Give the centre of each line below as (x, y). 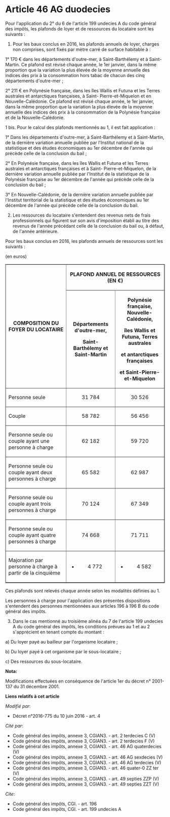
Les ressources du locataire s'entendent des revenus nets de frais (81, 215)
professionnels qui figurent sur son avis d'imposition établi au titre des (86, 220)
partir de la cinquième (34, 573)
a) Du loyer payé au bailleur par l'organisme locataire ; (61, 642)
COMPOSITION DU (36, 323)
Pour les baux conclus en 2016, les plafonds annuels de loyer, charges (86, 44)
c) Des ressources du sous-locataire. (44, 661)
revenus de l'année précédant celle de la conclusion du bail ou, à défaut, (88, 226)
